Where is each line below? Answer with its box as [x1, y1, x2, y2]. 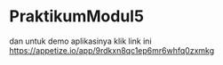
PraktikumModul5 [9, 6, 145, 27]
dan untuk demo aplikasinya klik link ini [9, 36, 153, 46]
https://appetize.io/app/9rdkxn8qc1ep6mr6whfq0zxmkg [9, 45, 215, 55]
